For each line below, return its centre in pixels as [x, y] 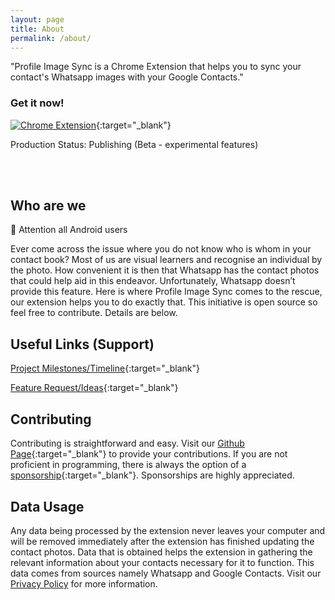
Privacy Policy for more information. [84, 583]
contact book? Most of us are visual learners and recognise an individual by [166, 260]
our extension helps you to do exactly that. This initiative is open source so [164, 302]
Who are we [48, 206]
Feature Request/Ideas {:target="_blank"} [94, 388]
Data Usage [47, 506]
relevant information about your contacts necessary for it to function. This [162, 562]
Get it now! [37, 103]
